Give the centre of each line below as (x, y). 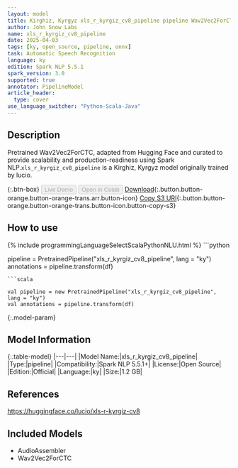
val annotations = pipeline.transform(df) (71, 304)
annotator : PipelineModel (45, 87)
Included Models (45, 434)
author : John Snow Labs (42, 27)
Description (34, 135)
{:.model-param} (32, 317)
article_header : (31, 93)
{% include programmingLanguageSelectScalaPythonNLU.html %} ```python (119, 245)
